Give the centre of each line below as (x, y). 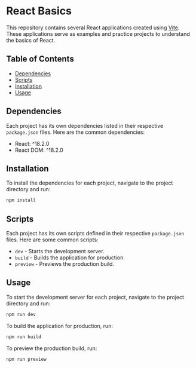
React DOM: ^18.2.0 (39, 150)
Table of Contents (40, 59)
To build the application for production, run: (60, 326)
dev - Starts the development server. (59, 252)
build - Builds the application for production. (70, 257)
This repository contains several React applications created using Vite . (93, 27)
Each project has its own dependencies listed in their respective (85, 125)
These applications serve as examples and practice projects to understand (98, 33)
